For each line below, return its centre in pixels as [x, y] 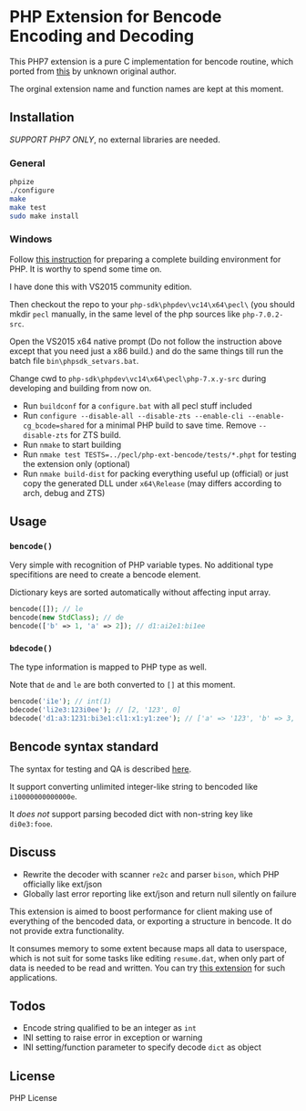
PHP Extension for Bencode [116, 17]
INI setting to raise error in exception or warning [112, 1038]
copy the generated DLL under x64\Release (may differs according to [152, 483]
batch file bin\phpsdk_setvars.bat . [74, 360]
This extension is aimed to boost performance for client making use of [141, 911]
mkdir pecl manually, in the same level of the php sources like [125, 314]
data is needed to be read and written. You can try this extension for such [147, 968]
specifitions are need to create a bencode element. [105, 575]
